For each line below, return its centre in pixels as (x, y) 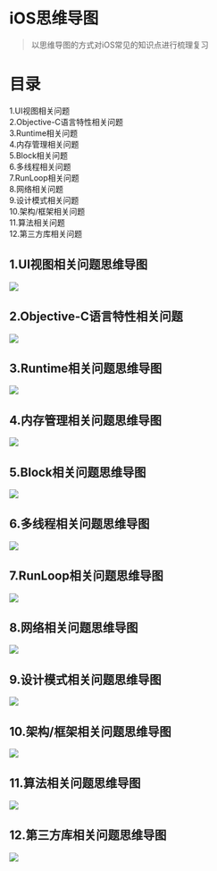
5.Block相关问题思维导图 (78, 472)
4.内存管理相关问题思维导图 (86, 420)
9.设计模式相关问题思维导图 (86, 679)
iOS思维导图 (54, 18)
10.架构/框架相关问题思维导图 (90, 731)
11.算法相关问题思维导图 (75, 783)
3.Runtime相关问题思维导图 (86, 368)
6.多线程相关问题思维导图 (79, 524)
